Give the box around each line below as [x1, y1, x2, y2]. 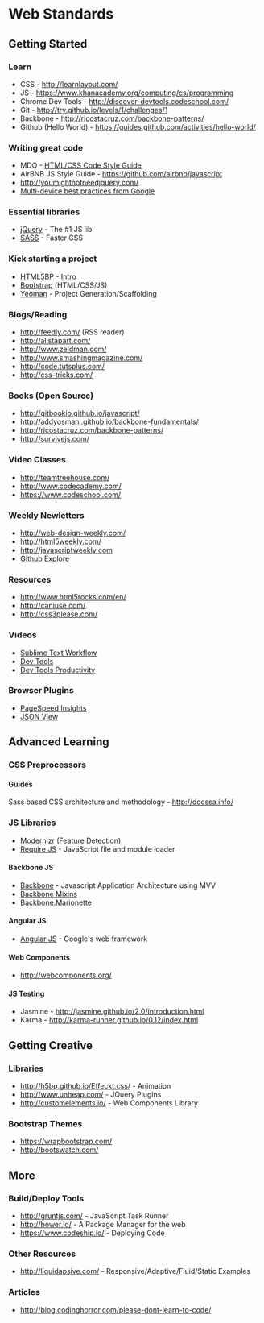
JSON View [19, 711, 59, 721]
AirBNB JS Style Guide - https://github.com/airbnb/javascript [19, 169, 223, 179]
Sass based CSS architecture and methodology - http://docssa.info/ [8, 797, 233, 807]
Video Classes [8, 454, 66, 466]
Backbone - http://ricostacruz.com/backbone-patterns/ [19, 114, 204, 123]
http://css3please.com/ [19, 609, 98, 619]
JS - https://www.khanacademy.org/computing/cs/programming [19, 88, 234, 97]
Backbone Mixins [19, 889, 78, 898]
